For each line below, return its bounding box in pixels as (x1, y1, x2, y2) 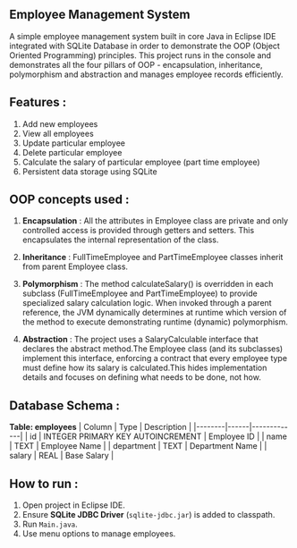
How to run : (9, 476, 79, 491)
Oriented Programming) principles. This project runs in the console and (9, 49, 271, 61)
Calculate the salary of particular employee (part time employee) (21, 156, 261, 167)
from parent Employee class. (21, 261, 128, 272)
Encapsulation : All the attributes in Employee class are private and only (21, 215, 289, 226)
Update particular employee (21, 138, 125, 148)
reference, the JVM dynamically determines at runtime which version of (21, 308, 287, 318)
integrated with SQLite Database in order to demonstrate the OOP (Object (9, 40, 280, 51)
